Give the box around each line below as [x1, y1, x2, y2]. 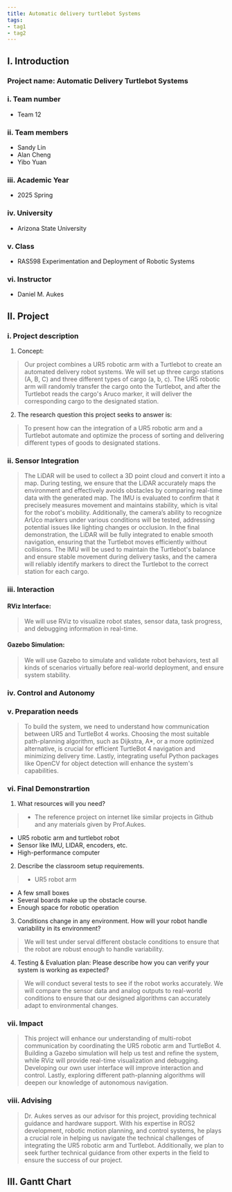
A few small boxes [17, 888, 70, 897]
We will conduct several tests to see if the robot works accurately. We [24, 979, 224, 988]
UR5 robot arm [34, 875, 77, 884]
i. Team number [7, 94, 61, 104]
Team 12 [17, 110, 42, 119]
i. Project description [7, 331, 79, 340]
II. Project [7, 310, 49, 322]
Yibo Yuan [17, 158, 47, 166]
